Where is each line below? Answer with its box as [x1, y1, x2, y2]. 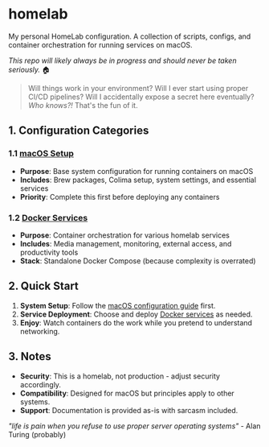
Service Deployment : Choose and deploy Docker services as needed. [19, 309, 253, 319]
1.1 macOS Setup [8, 148, 75, 159]
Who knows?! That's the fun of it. [27, 100, 138, 110]
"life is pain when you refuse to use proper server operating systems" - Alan [8, 420, 261, 431]
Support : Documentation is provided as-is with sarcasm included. [19, 405, 238, 415]
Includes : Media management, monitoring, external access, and [19, 238, 232, 248]
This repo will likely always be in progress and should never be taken [8, 56, 237, 65]
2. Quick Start [8, 279, 79, 293]
